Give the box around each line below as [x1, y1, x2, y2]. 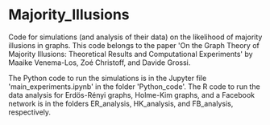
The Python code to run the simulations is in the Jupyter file [8, 73, 207, 83]
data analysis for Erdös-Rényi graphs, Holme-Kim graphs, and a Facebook [8, 90, 255, 99]
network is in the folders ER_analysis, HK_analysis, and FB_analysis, [8, 99, 234, 108]
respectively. [8, 107, 51, 117]
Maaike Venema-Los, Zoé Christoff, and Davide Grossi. [8, 58, 191, 67]
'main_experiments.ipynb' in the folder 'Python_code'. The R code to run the [8, 82, 260, 91]
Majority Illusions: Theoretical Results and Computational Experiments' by [8, 49, 253, 58]
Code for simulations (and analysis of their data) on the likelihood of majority [8, 32, 263, 42]
